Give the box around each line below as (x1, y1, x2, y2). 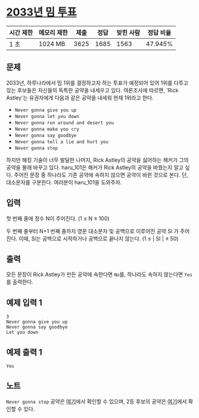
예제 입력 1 (6, 298, 43, 308)
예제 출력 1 (6, 347, 43, 357)
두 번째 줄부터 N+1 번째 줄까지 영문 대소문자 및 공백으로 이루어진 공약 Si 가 (6, 227, 179, 234)
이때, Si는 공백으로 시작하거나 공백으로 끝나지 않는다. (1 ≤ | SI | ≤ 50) (18, 235, 179, 242)
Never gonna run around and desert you (14, 120, 114, 126)
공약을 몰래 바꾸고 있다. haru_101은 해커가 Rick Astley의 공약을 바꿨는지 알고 (6, 163, 184, 171)
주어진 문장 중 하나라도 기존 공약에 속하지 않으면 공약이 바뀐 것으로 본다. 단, (14, 171, 189, 178)
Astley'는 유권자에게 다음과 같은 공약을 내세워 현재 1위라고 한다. (6, 94, 154, 101)
